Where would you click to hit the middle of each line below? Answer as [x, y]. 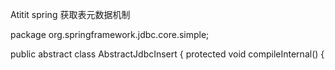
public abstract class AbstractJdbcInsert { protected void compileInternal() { [167, 54]
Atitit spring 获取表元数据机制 [70, 14]
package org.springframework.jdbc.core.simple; [110, 34]
